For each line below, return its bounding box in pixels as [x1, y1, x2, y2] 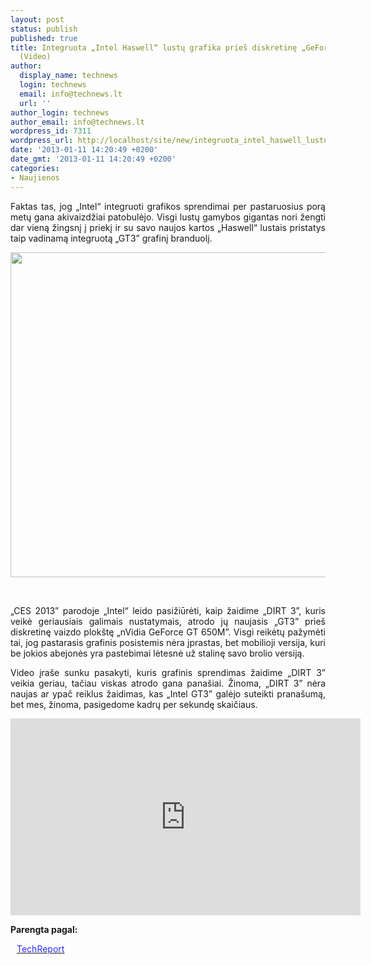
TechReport [16, 942, 65, 955]
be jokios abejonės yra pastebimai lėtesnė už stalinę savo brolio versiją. [10, 647, 305, 659]
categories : [10, 163, 60, 173]
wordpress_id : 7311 [10, 126, 92, 136]
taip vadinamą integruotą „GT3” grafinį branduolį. [10, 232, 213, 244]
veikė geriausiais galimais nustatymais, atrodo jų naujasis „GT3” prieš [10, 615, 326, 627]
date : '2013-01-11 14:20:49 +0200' [10, 145, 159, 155]
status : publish [10, 24, 78, 34]
